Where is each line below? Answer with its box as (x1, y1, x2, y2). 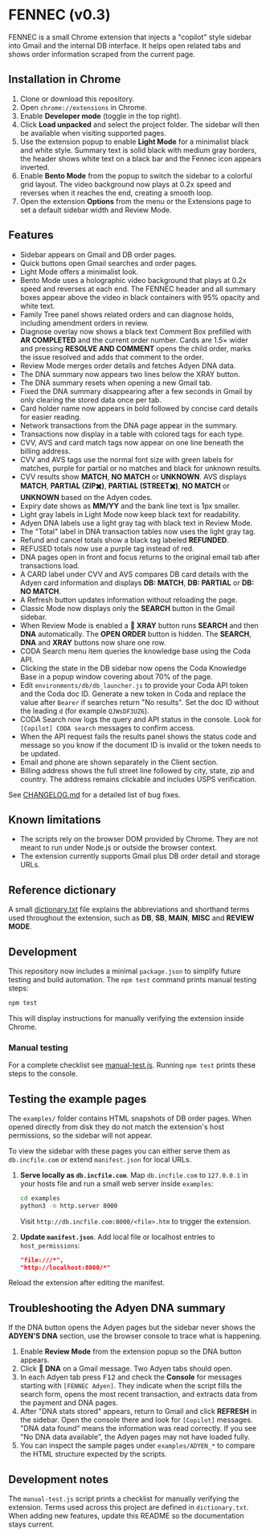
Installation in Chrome (8, 72, 121, 86)
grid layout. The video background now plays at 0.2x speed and (19, 179, 231, 189)
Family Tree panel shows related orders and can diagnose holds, (19, 309, 235, 319)
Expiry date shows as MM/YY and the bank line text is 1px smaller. (19, 501, 240, 510)
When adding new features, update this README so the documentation (8, 1511, 244, 1521)
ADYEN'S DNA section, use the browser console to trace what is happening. (8, 1331, 262, 1341)
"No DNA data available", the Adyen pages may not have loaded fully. (19, 1432, 251, 1442)
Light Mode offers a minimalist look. (19, 267, 139, 277)
